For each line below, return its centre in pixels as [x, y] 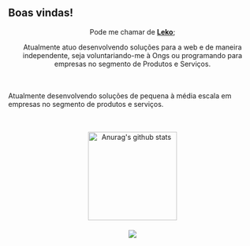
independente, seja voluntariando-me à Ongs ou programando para [132, 55]
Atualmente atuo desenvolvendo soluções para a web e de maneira [132, 47]
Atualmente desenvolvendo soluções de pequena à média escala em [120, 95]
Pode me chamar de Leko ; [132, 31]
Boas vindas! [41, 13]
